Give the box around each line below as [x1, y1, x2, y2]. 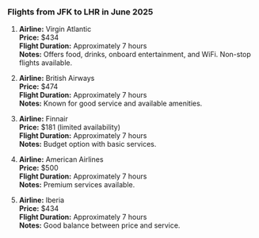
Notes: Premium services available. [18, 180, 135, 190]
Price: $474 [18, 82, 59, 91]
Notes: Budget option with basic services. [18, 140, 157, 149]
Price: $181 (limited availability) [18, 122, 120, 132]
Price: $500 [18, 163, 59, 173]
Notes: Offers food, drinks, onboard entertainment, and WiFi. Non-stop [18, 50, 251, 59]
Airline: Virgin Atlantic [18, 25, 92, 34]
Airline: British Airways [18, 74, 95, 83]
